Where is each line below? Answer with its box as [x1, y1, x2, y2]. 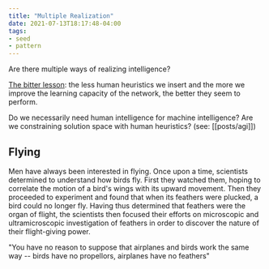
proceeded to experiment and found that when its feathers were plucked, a [8, 192, 259, 202]
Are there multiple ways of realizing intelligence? [8, 64, 171, 74]
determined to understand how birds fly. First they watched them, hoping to [8, 175, 261, 185]
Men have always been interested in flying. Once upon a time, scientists [8, 166, 249, 176]
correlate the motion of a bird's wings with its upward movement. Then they [8, 183, 262, 193]
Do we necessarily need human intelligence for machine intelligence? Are [8, 113, 254, 122]
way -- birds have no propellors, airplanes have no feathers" [8, 250, 211, 260]
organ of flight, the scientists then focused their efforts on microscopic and [8, 209, 259, 219]
